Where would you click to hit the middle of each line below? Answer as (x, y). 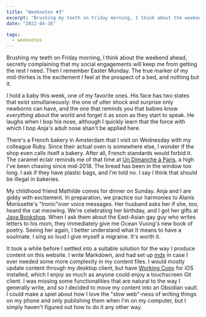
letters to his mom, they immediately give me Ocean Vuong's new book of (100, 224)
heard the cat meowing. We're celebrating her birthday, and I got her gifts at (102, 211)
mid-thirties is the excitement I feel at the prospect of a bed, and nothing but (103, 77)
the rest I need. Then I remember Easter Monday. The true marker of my (97, 71)
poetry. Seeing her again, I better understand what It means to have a (94, 230)
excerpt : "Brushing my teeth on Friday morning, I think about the (94, 18)
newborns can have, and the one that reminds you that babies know (92, 109)
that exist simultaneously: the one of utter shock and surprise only (90, 102)
